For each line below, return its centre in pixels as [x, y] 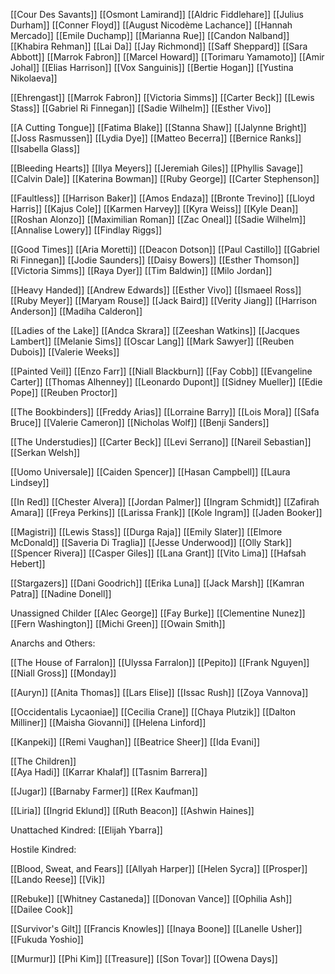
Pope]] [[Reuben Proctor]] [64, 392]
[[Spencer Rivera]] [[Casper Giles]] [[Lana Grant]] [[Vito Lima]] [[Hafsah [158, 553]
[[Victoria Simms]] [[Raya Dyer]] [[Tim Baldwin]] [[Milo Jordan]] [141, 270]
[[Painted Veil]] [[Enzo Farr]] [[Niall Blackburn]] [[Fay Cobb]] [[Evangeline [161, 371]
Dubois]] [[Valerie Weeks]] [65, 352]
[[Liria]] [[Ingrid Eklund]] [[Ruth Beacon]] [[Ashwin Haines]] [132, 810]
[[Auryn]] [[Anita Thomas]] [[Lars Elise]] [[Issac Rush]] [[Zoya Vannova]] [159, 692]
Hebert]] [28, 563]
